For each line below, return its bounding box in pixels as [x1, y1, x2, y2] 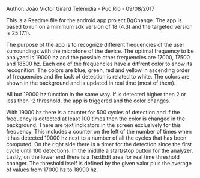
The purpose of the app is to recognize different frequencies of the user [6, 41, 185, 48]
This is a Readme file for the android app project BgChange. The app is [6, 17, 182, 23]
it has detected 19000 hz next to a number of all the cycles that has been [6, 134, 187, 141]
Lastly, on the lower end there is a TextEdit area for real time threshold [6, 153, 180, 161]
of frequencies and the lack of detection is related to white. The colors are [6, 73, 190, 80]
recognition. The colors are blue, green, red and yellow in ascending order [6, 67, 190, 74]
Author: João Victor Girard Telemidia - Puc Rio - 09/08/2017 [6, 5, 155, 12]
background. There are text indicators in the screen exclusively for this [6, 122, 181, 128]
